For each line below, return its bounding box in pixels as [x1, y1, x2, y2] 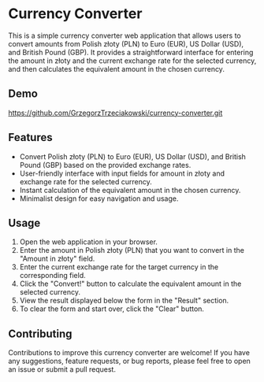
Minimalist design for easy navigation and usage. [19, 194, 179, 203]
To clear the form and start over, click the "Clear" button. [19, 304, 205, 313]
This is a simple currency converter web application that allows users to [8, 31, 242, 40]
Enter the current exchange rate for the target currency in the [19, 262, 219, 272]
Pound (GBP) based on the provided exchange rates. [19, 160, 191, 169]
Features [8, 131, 53, 144]
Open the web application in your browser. [19, 237, 158, 247]
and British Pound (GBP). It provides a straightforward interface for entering [8, 47, 254, 57]
